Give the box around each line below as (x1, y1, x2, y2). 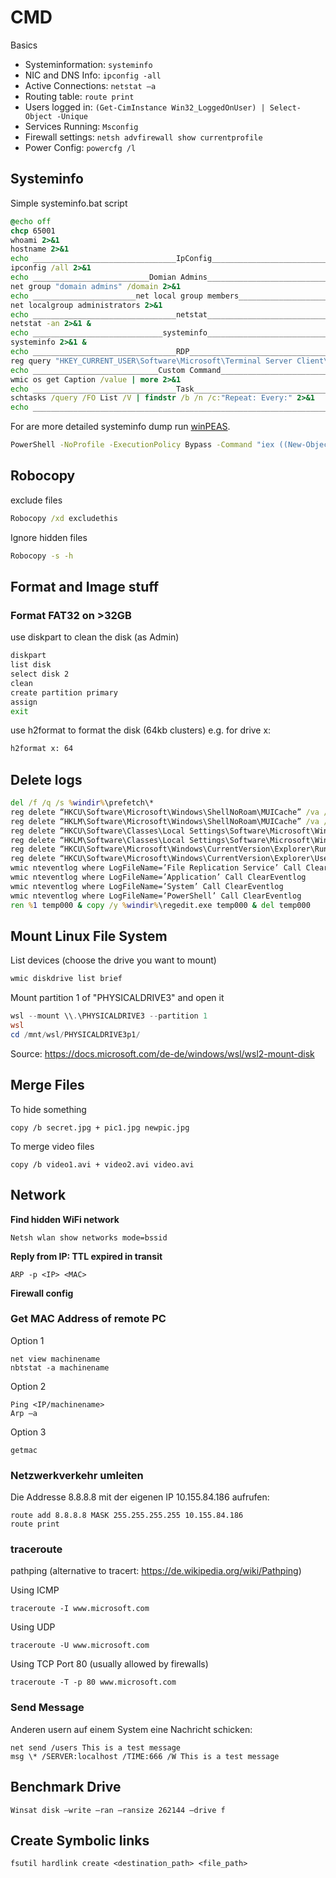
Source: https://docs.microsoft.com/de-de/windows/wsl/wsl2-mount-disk (10, 1047, 315, 1060)
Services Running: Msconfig (24, 120, 139, 132)
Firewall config (10, 1287, 74, 1299)
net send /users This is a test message (10, 1742, 182, 1753)
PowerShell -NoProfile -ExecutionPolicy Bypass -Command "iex (10, 440, 275, 450)
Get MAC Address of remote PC (10, 1312, 167, 1326)
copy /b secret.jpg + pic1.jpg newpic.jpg (10, 1122, 190, 1133)
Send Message (10, 1701, 85, 1715)
